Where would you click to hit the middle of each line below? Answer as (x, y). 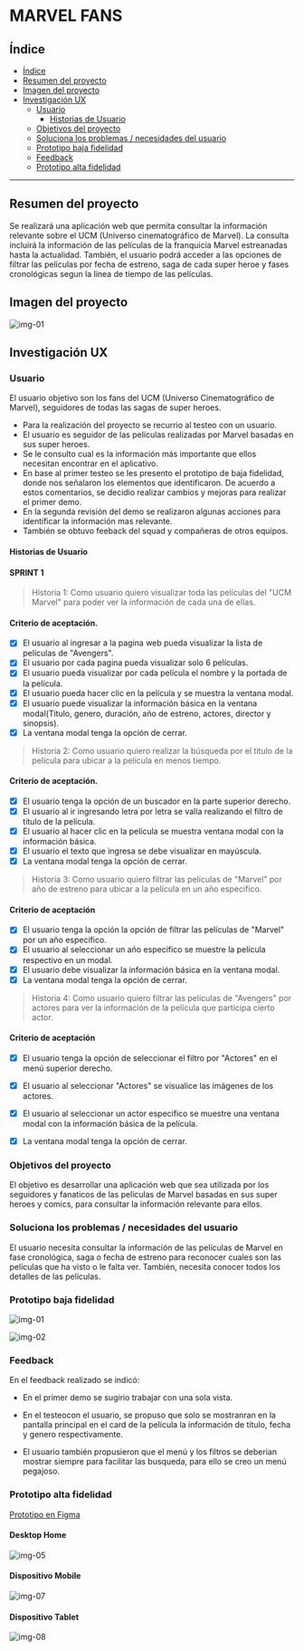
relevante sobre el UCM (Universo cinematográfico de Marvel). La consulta (149, 235)
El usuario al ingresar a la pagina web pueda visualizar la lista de (142, 643)
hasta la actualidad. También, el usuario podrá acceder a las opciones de (146, 254)
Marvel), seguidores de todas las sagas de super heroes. (115, 407)
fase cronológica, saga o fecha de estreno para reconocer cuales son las (146, 1257)
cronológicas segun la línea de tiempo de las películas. (111, 273)
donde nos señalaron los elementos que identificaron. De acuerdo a (149, 483)
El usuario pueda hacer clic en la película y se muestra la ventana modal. (158, 692)
